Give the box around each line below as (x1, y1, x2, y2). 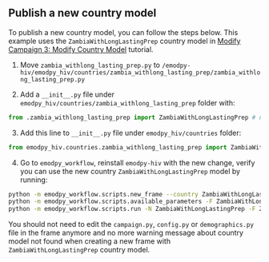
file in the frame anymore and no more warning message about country (8, 228, 244, 238)
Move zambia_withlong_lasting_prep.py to (19, 60, 160, 69)
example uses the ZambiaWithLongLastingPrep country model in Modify (8, 36, 241, 46)
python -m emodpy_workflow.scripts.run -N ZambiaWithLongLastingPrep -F (8, 205, 256, 213)
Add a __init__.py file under (19, 89, 114, 99)
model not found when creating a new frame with (8, 236, 171, 246)
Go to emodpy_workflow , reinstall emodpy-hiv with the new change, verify (19, 157, 255, 167)
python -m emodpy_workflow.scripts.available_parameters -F (8, 197, 214, 206)
